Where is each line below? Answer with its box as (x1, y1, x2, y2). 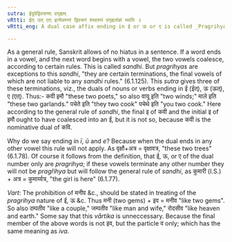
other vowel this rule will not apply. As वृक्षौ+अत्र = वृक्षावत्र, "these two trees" (7, 144, 212, 152)
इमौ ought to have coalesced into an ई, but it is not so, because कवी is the (7, 115, 211, 124)
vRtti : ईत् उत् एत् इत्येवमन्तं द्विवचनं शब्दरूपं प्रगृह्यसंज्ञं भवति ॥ (7, 17, 142, 23)
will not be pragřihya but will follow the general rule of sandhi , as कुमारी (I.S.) (7, 167, 222, 176)
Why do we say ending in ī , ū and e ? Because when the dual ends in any (7, 137, 213, 145)
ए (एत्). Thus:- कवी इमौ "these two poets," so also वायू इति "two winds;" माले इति (7, 92, 217, 101)
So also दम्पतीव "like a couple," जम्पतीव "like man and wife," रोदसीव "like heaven (7, 204, 220, 212)
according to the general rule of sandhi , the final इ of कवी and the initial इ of (7, 108, 219, 116)
